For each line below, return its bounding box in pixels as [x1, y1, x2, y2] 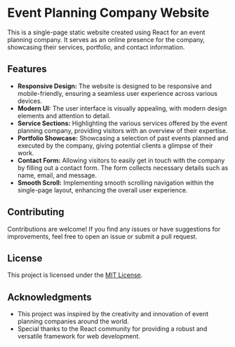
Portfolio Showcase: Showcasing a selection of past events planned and [17, 134, 229, 142]
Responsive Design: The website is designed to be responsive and [17, 82, 212, 90]
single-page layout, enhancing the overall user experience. [17, 185, 188, 194]
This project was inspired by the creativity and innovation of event [17, 310, 209, 318]
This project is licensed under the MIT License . [7, 271, 143, 279]
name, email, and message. [17, 171, 97, 179]
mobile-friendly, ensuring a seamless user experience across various [17, 89, 217, 97]
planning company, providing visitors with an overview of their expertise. [17, 126, 228, 134]
